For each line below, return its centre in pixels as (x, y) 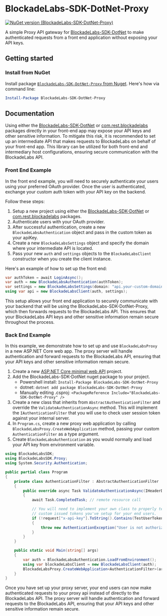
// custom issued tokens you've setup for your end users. (94, 514)
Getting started (29, 59)
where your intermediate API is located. (53, 248)
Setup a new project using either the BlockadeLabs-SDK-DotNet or (81, 211)
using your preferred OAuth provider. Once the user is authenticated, (76, 186)
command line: (20, 89)
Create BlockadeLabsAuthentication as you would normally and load (82, 439)
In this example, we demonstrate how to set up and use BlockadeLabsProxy (81, 346)
